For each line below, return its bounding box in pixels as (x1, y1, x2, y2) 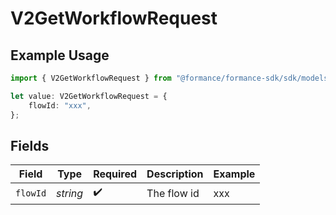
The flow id (146, 186, 200, 200)
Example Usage (10, 47, 110, 64)
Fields (10, 137, 50, 154)
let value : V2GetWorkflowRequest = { (10, 91, 168, 101)
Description (146, 167, 204, 181)
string (56, 186, 84, 200)
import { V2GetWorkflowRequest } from (10, 73, 172, 83)
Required (93, 167, 138, 181)
